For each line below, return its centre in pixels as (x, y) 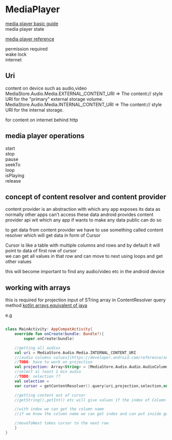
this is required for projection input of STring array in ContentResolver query (85, 300)
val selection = (32, 381)
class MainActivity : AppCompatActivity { (49, 329)
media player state (25, 29)
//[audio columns (33, 357)
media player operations (45, 136)
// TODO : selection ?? (37, 377)
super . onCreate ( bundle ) (49, 339)
